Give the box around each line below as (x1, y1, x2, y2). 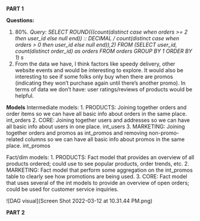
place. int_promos (6, 142, 51, 149)
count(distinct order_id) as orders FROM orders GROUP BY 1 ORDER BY (14, 47, 193, 55)
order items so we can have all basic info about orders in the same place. (6, 110, 187, 117)
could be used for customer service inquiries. (6, 186, 119, 193)
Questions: (6, 17, 35, 23)
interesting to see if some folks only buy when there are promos (14, 73, 173, 80)
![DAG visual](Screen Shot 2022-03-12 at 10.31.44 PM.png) (6, 198, 153, 204)
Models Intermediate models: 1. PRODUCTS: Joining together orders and (6, 104, 187, 110)
